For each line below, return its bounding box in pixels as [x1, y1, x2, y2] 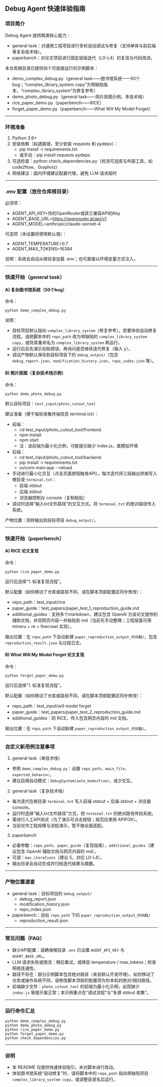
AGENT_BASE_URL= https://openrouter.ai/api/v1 [12, 216, 107, 222]
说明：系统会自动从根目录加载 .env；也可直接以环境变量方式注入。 [5, 256, 138, 262]
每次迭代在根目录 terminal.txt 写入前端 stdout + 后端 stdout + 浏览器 [12, 798, 151, 804]
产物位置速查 [5, 879, 35, 885]
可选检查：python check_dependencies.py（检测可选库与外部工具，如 [12, 158, 153, 164]
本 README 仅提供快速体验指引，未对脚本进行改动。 [12, 1064, 117, 1070]
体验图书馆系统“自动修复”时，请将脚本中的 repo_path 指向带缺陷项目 [12, 1070, 149, 1076]
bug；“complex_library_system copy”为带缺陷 [12, 82, 104, 87]
